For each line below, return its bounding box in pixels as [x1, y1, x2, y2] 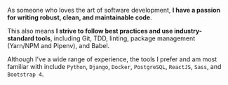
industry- [174, 27, 202, 35]
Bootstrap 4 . [7, 70, 44, 78]
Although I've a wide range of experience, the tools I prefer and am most [7, 55, 217, 63]
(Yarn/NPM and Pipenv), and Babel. [7, 42, 110, 49]
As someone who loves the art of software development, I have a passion [7, 6, 221, 14]
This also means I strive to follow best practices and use [7, 27, 173, 35]
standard [7, 34, 35, 42]
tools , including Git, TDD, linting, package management [35, 34, 196, 42]
